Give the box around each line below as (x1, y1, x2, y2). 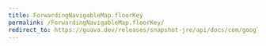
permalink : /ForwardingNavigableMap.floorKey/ (8, 19, 165, 27)
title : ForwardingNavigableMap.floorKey (8, 11, 144, 19)
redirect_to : (8, 26, 51, 34)
